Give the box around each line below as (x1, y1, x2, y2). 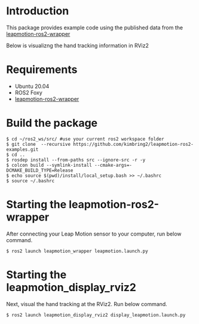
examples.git (6, 146, 39, 152)
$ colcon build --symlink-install (6, 162, 93, 168)
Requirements (6, 63, 78, 77)
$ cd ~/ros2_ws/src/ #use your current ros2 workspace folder (6, 136, 164, 142)
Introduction (6, 4, 69, 18)
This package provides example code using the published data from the (6, 24, 183, 31)
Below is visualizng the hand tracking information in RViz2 (6, 42, 149, 49)
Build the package (6, 117, 98, 130)
